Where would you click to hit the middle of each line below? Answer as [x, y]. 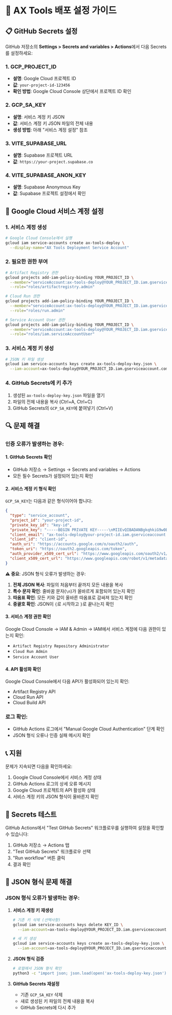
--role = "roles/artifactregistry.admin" [52, 287]
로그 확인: [17, 717]
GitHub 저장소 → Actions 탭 [41, 845]
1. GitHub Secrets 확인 [29, 457]
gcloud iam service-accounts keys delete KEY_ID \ [68, 925]
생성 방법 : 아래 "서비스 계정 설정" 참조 [50, 129]
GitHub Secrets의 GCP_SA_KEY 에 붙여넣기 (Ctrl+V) [63, 408]
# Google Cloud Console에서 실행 [39, 238]
